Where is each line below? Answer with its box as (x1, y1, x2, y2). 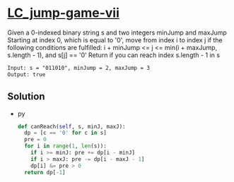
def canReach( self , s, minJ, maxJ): (17, 123, 126, 130)
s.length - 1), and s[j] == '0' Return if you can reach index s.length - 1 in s (7, 51, 221, 59)
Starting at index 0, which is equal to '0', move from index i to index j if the (7, 35, 223, 44)
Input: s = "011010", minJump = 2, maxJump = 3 (7, 64, 151, 71)
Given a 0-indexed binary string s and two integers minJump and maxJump (7, 28, 228, 37)
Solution (7, 90, 45, 103)
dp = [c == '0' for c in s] (24, 129, 107, 137)
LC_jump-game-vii (7, 5, 120, 21)
